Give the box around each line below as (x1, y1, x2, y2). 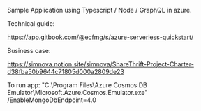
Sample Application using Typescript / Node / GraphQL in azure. (7, 6, 192, 14)
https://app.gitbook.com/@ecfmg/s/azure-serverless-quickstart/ (7, 33, 194, 41)
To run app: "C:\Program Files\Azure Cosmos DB (7, 81, 148, 89)
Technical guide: (7, 20, 55, 27)
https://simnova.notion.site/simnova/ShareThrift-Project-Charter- (7, 60, 194, 68)
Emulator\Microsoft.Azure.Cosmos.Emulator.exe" (7, 89, 148, 96)
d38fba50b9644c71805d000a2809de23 (7, 68, 124, 75)
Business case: (7, 47, 51, 54)
